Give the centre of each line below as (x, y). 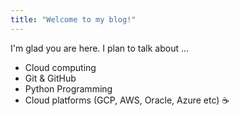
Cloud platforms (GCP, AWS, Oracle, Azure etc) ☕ (127, 100)
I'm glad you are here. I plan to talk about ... (100, 48)
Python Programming (68, 88)
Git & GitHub (50, 78)
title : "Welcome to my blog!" (73, 19)
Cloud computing (60, 67)
